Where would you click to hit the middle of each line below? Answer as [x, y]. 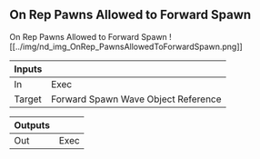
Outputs [32, 124]
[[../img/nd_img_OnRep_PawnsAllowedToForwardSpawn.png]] [126, 46]
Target [28, 99]
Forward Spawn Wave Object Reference [136, 99]
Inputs [28, 69]
